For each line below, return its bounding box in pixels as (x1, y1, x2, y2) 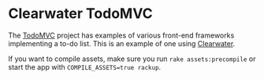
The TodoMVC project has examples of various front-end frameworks (8, 31, 235, 40)
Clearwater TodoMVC (8, 5, 153, 23)
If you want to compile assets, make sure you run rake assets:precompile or (8, 54, 256, 63)
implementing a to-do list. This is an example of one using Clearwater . (8, 38, 236, 48)
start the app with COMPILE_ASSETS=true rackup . (8, 62, 162, 71)
